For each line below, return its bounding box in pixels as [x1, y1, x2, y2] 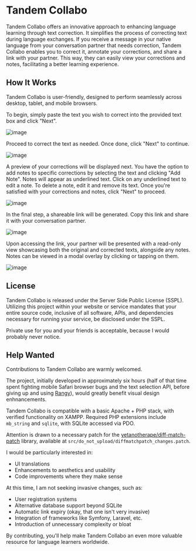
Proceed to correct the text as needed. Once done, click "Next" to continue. [6, 140, 190, 147]
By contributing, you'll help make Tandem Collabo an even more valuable [6, 532, 183, 539]
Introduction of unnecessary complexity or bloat [14, 521, 131, 528]
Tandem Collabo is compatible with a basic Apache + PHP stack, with [6, 407, 174, 414]
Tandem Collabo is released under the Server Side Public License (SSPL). [6, 296, 184, 303]
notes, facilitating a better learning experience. [6, 60, 119, 68]
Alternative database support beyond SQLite [14, 502, 122, 509]
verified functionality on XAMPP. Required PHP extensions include [6, 414, 166, 421]
